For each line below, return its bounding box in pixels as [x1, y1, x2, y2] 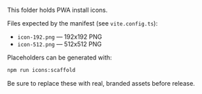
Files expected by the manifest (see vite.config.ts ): [7, 19, 158, 27]
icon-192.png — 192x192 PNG [17, 32, 102, 41]
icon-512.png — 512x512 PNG [17, 40, 102, 48]
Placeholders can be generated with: [7, 53, 112, 62]
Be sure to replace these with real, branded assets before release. [7, 79, 195, 87]
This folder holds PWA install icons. [7, 6, 108, 14]
